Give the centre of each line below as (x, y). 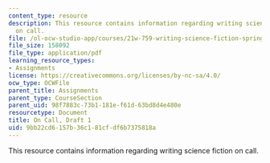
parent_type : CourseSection (55, 98)
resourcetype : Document (48, 113)
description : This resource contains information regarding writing (125, 23)
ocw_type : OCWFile (39, 83)
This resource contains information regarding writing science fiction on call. (133, 150)
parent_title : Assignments (53, 90)
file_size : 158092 (39, 46)
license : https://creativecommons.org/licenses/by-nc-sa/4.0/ (115, 75)
